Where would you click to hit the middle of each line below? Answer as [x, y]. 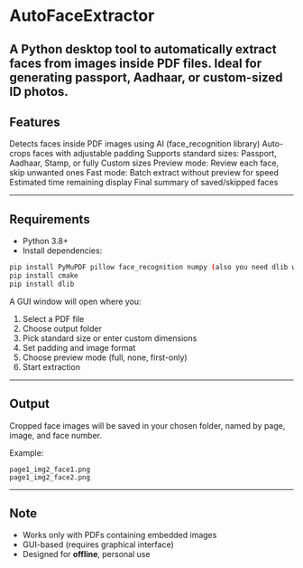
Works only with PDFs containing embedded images [119, 535]
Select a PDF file [53, 318]
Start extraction [51, 366]
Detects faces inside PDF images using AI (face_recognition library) [135, 144]
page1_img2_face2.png [50, 477]
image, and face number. [55, 435]
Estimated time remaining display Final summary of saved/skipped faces [144, 183]
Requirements [50, 219]
